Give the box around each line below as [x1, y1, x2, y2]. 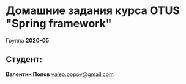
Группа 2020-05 [6, 37, 50, 44]
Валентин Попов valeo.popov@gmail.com [6, 71, 114, 78]
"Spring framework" [6, 16, 112, 30]
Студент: [6, 54, 43, 65]
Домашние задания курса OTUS [6, 4, 180, 18]
